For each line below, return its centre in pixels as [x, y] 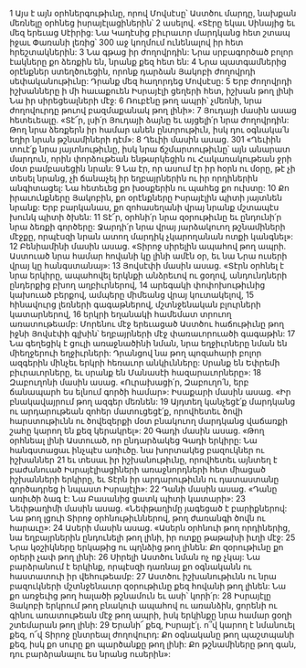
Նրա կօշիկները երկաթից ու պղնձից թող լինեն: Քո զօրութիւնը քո [147, 547]
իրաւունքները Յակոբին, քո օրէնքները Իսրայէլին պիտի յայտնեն [146, 197]
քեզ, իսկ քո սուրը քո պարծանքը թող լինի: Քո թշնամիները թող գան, [153, 644]
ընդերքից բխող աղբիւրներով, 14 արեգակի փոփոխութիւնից [137, 285]
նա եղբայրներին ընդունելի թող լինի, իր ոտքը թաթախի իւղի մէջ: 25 [153, 537]
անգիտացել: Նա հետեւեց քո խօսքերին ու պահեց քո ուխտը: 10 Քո [149, 188]
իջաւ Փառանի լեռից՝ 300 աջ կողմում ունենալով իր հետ [127, 42]
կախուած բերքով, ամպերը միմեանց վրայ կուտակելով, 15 [132, 295]
